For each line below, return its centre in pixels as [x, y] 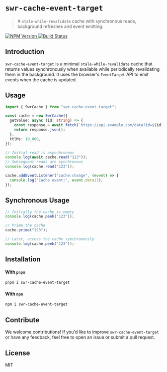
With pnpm [15, 272]
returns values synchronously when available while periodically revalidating [83, 69]
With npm [14, 294]
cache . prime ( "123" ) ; [27, 230]
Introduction [25, 52]
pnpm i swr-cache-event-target [38, 283]
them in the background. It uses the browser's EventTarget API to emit [77, 74]
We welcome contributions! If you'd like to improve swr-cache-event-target [82, 332]
